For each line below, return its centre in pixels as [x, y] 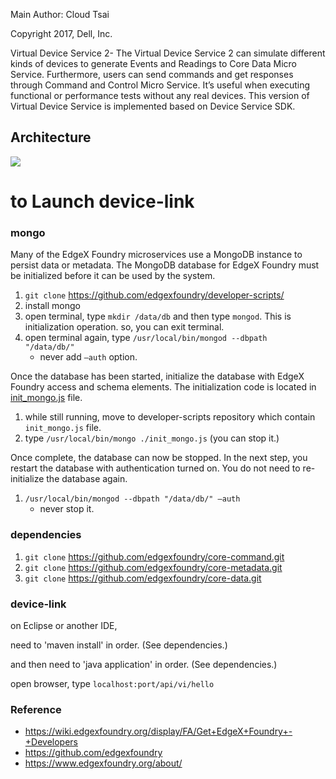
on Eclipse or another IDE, [64, 625]
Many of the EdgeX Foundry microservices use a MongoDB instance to [156, 255]
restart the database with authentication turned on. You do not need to [155, 468]
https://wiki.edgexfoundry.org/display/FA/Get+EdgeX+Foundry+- [158, 731]
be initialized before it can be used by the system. [113, 276]
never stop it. [67, 509]
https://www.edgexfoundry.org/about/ [103, 763]
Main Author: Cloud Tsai [60, 14]
